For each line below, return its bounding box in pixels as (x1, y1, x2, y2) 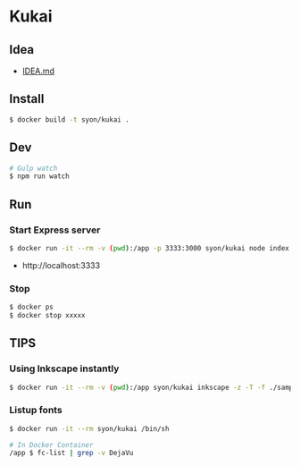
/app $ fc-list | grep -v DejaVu (9, 449, 134, 458)
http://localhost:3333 (21, 259, 101, 270)
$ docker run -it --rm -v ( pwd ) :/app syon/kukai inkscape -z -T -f (9, 383, 266, 392)
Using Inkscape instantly (9, 362, 120, 375)
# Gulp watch (9, 164, 58, 173)
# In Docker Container (9, 440, 94, 449)
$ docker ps (9, 302, 54, 312)
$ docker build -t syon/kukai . (9, 114, 129, 124)
